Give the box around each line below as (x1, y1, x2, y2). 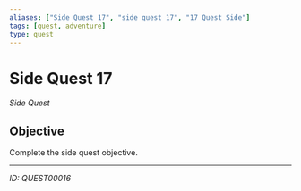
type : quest (9, 29, 54, 38)
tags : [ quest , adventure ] (9, 21, 106, 30)
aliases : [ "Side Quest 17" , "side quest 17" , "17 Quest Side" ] (9, 12, 251, 22)
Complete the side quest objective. (9, 147, 139, 158)
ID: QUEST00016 (9, 173, 72, 184)
